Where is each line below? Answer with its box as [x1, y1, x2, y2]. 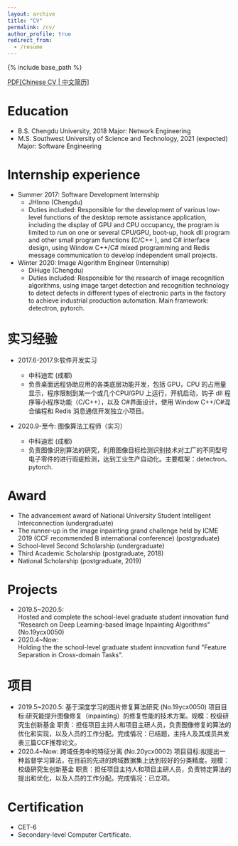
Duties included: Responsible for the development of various [28, 205, 206, 214]
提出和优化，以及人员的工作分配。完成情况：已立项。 [17, 773, 174, 782]
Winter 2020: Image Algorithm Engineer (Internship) [17, 258, 170, 267]
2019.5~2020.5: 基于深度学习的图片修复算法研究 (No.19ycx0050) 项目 [17, 702, 222, 711]
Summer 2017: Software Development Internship [17, 190, 160, 199]
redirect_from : [7, 37, 53, 44]
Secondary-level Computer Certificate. [17, 830, 131, 839]
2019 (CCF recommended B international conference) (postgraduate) [17, 533, 220, 542]
